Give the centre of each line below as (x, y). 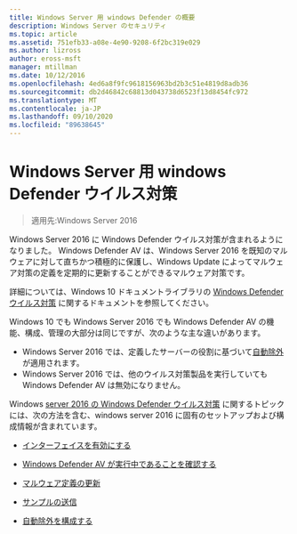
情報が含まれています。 (59, 426)
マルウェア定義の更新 (61, 482)
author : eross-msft (45, 59)
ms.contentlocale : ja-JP (55, 109)
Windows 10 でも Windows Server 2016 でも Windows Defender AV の (138, 321)
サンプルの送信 (49, 502)
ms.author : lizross (45, 51)
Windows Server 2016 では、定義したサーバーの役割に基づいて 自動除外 (153, 352)
